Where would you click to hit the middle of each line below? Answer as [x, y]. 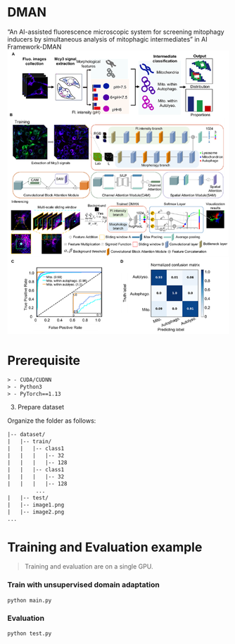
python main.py [30, 600]
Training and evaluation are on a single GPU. [89, 566]
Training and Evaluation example [105, 547]
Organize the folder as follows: [52, 421]
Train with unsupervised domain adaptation [83, 585]
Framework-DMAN [34, 47]
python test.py [30, 633]
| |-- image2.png [36, 512]
